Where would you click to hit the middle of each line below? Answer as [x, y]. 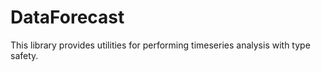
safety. [24, 55]
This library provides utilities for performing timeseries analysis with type [160, 45]
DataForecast [67, 17]
